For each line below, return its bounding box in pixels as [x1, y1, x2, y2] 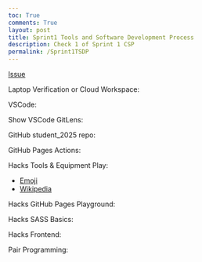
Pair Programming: [8, 245, 69, 254]
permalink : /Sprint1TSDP [8, 48, 89, 56]
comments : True [8, 19, 58, 27]
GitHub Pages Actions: [8, 146, 81, 155]
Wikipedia [19, 184, 52, 193]
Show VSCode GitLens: [8, 115, 84, 124]
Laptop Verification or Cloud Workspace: [8, 85, 139, 94]
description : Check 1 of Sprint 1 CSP [8, 41, 135, 49]
